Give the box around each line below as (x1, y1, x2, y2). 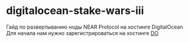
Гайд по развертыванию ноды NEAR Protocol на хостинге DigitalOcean (6, 23, 183, 30)
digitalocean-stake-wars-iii (6, 4, 144, 17)
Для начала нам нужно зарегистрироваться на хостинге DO (6, 29, 159, 36)
